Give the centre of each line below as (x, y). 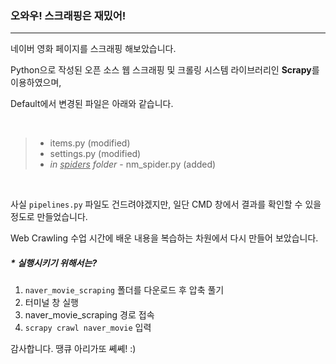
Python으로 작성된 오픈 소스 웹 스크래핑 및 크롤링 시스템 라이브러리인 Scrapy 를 (165, 70)
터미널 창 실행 (51, 303)
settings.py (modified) (95, 154)
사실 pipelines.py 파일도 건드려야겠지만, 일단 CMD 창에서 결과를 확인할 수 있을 (166, 204)
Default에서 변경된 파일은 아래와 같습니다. (92, 104)
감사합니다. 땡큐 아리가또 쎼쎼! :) (73, 349)
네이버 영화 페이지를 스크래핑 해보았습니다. (93, 49)
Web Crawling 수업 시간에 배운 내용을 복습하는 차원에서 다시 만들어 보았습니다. (164, 238)
